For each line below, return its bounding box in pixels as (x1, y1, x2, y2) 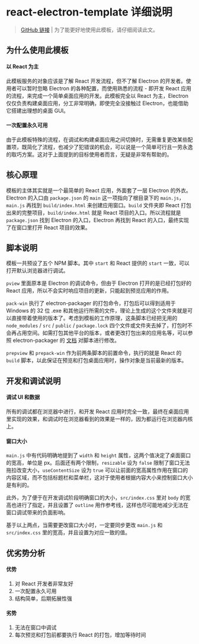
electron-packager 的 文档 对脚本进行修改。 (12, 337, 120, 344)
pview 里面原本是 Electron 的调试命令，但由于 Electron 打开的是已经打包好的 (6, 280, 191, 287)
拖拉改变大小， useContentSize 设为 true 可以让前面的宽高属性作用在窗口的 (6, 467, 188, 474)
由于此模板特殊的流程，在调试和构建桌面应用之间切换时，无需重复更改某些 (6, 136, 188, 143)
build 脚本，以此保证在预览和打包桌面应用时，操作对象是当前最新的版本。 (6, 357, 187, 364)
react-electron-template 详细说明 (6, 5, 173, 19)
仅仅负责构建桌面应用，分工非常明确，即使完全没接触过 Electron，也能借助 (6, 99, 189, 107)
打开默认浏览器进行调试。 (6, 267, 69, 274)
